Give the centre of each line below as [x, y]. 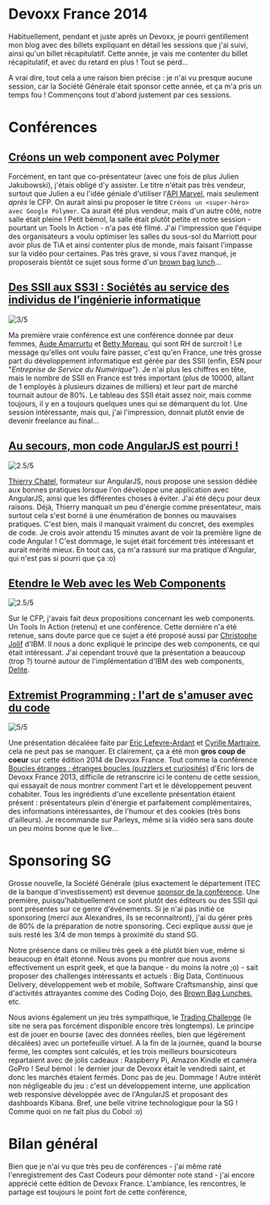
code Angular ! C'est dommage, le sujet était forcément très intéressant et [131, 541]
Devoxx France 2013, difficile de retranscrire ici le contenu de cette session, [134, 777]
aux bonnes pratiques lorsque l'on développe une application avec [119, 489]
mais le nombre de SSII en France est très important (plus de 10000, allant [131, 378]
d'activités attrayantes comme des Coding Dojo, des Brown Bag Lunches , [131, 993]
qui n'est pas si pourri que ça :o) [62, 558]
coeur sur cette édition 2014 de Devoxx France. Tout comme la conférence [133, 760]
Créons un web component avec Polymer [114, 157]
